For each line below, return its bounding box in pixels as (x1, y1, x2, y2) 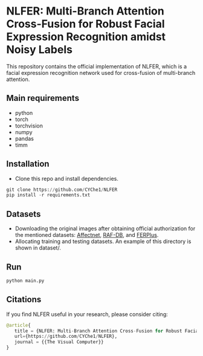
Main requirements (6, 93, 80, 103)
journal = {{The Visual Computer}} (14, 339, 104, 345)
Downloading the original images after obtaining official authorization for (14, 225, 196, 232)
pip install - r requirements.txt (6, 192, 91, 198)
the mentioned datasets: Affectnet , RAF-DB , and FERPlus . (14, 231, 159, 239)
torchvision (14, 122, 43, 129)
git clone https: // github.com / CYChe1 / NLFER (6, 186, 118, 193)
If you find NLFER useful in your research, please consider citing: (6, 310, 168, 318)
